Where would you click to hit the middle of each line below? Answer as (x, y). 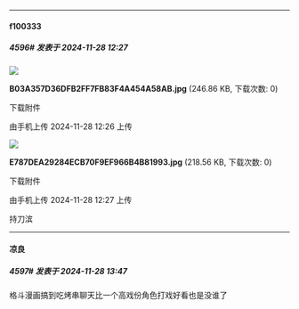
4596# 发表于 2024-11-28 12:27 (69, 48)
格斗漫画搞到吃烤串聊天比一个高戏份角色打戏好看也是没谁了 (118, 296)
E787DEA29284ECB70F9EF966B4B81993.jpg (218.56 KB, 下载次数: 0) (141, 162)
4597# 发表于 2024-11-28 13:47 (68, 271)
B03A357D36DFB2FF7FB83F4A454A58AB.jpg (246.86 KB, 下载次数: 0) (144, 88)
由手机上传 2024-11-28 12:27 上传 (71, 199)
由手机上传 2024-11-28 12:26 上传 (71, 126)
